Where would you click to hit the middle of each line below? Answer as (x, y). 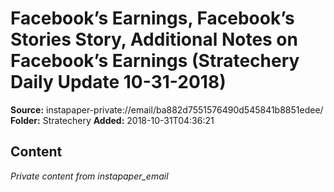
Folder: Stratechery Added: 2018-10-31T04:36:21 (112, 120)
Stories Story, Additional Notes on (154, 39)
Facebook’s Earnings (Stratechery (155, 61)
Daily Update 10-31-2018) (118, 82)
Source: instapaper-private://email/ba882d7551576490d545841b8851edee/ (167, 109)
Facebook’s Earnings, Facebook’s (152, 18)
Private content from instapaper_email (89, 176)
